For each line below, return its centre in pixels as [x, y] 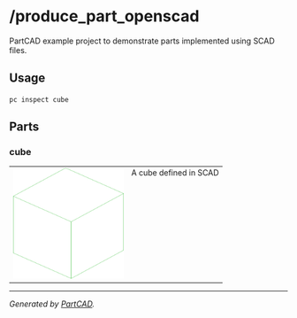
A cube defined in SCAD [175, 173]
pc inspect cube [39, 99]
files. [18, 50]
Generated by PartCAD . [52, 304]
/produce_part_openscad [104, 16]
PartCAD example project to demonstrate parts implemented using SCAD [142, 41]
